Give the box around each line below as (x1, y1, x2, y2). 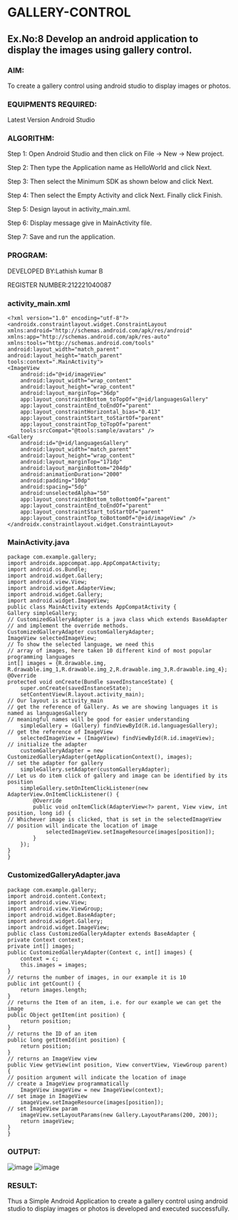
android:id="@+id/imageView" (20, 371, 107, 379)
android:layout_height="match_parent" (7, 352, 123, 359)
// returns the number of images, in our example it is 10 (7, 974, 187, 981)
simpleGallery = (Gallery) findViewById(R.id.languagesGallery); (20, 722, 219, 729)
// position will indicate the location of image (7, 822, 158, 829)
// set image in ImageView (7, 1092, 88, 1100)
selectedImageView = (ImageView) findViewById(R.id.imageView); (20, 735, 215, 742)
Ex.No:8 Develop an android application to (7, 33, 199, 45)
